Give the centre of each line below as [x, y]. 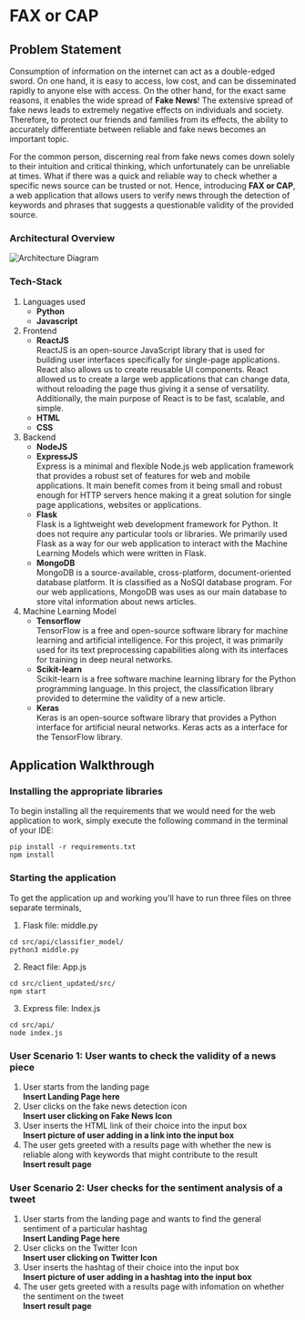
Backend [39, 437]
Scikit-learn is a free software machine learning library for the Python [166, 678]
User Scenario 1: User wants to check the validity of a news [143, 1055]
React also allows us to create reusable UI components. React [152, 369]
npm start [28, 991]
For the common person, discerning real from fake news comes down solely [152, 157]
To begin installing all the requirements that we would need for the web [142, 811]
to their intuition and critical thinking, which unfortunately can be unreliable [150, 166]
